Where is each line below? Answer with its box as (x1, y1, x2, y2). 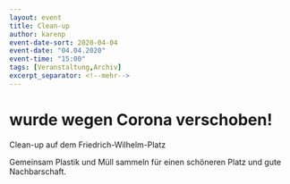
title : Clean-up (9, 21, 70, 30)
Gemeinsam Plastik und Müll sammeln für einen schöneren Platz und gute (9, 156, 282, 167)
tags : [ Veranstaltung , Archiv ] (9, 63, 123, 72)
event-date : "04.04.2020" (9, 46, 106, 55)
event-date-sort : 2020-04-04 (9, 38, 118, 47)
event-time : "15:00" (9, 54, 87, 63)
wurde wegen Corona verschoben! (9, 109, 273, 130)
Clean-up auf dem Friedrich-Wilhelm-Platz (9, 139, 166, 150)
